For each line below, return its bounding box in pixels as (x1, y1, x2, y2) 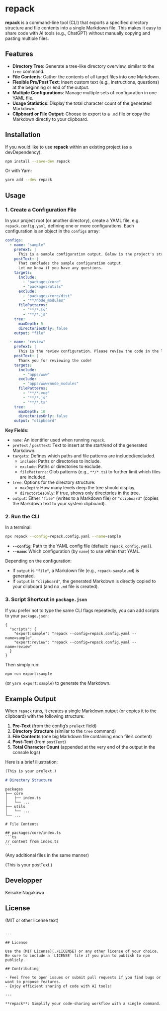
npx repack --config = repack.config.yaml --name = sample (5, 534, 121, 539)
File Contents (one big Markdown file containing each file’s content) (12, 734, 153, 740)
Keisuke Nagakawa (5, 889, 45, 895)
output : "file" (14, 330, 46, 336)
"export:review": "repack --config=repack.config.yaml (14, 639, 130, 645)
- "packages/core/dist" (23, 293, 72, 298)
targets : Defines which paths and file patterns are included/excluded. (12, 453, 156, 459)
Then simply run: (5, 661, 40, 667)
